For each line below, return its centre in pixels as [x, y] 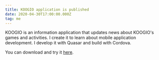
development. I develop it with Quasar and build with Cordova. [68, 43]
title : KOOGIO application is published [47, 10]
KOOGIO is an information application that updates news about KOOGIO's [79, 33]
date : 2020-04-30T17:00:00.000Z [38, 14]
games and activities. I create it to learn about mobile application [71, 38]
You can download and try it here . [39, 52]
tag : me [13, 19]
